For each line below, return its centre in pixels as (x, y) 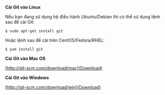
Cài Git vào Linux (23, 7)
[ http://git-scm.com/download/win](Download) (53, 87)
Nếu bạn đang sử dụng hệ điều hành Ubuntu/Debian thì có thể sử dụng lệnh (83, 17)
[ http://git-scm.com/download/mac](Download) (54, 68)
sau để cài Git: (20, 22)
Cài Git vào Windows (27, 78)
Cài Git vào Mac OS (25, 58)
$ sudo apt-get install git (34, 31)
